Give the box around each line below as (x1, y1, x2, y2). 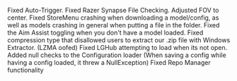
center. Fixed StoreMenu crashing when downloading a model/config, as (7, 13, 219, 22)
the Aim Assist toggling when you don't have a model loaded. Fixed (7, 28, 204, 37)
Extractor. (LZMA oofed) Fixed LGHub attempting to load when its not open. (7, 44, 228, 51)
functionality (7, 66, 44, 74)
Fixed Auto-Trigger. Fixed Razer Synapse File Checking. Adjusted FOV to (7, 6, 219, 14)
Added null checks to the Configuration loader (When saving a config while (7, 51, 226, 59)
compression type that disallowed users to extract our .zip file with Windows (7, 36, 231, 44)
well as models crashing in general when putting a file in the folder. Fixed (7, 21, 220, 29)
